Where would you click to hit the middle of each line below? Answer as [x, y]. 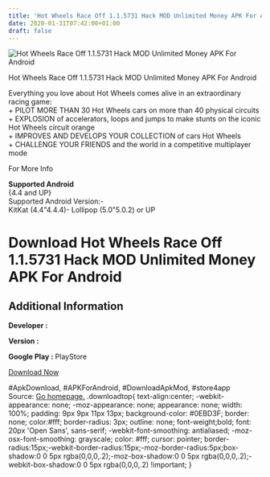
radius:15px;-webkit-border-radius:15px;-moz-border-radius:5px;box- [124, 448]
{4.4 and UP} [30, 193]
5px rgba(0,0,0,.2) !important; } [141, 465]
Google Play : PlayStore [47, 357]
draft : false [30, 31]
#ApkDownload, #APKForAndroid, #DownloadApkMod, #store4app [119, 388]
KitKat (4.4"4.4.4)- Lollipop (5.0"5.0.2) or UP [82, 210]
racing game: [30, 102]
